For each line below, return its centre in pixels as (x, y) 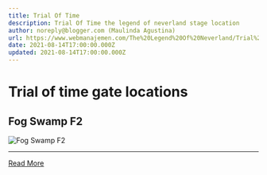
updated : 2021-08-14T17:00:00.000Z (67, 52)
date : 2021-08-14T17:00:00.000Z (62, 45)
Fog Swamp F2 (46, 121)
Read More (26, 163)
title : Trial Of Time (44, 16)
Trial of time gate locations (98, 92)
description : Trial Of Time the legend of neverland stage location (124, 23)
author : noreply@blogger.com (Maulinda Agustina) (92, 30)
